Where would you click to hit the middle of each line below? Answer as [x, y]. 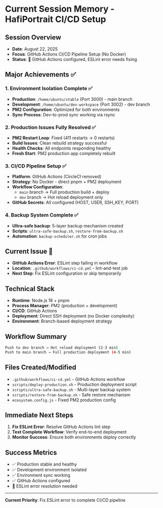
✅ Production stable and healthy [44, 464]
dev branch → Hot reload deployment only [61, 197]
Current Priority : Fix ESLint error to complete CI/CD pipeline [65, 500]
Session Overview [33, 37]
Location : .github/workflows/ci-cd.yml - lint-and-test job [70, 268]
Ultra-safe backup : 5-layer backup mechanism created [68, 226]
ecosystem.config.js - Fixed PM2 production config [64, 400]
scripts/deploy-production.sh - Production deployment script [74, 384]
